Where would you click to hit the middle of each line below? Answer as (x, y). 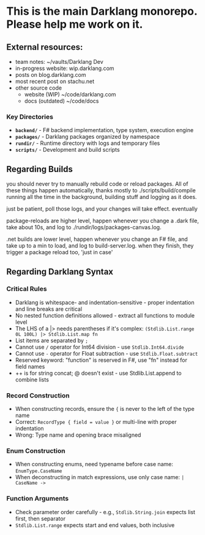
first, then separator (40, 518)
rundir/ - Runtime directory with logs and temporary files (88, 143)
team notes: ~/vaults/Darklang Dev (59, 62)
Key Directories (30, 117)
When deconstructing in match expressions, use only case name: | (100, 477)
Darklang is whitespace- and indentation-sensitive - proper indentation (105, 302)
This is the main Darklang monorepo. (102, 11)
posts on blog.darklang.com (50, 75)
